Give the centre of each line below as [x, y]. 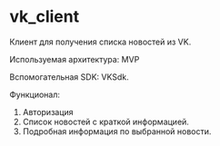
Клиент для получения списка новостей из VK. [100, 42]
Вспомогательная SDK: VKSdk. [69, 77]
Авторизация [48, 112]
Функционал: [35, 94]
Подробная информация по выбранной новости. [117, 131]
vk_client [45, 17]
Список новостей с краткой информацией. [105, 122]
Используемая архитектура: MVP [75, 59]
